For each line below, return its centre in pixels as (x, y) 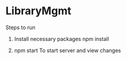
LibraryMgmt (39, 11)
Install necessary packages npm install (61, 39)
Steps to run (21, 27)
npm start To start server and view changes (67, 50)
